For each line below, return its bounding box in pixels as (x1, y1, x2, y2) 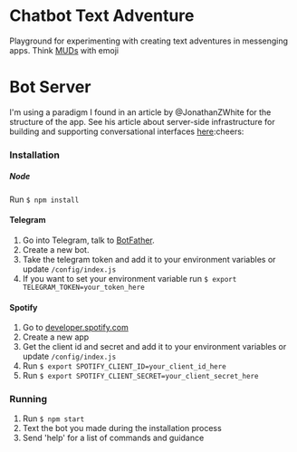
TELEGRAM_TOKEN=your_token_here (22, 283, 145, 292)
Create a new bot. (22, 244, 90, 255)
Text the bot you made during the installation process (22, 423, 222, 434)
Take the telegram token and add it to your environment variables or (22, 254, 276, 264)
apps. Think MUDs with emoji (9, 44, 120, 55)
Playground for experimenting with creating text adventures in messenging (9, 35, 288, 46)
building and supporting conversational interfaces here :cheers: (9, 126, 244, 137)
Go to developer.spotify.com (22, 322, 129, 333)
